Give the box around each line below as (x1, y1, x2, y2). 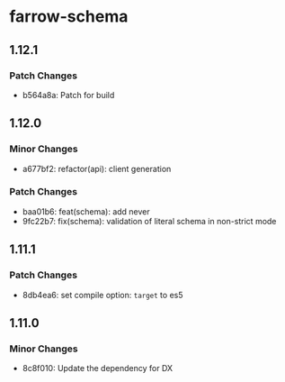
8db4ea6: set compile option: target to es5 (22, 289, 183, 300)
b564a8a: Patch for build (22, 89, 115, 100)
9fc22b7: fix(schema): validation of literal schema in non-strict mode (22, 215, 277, 226)
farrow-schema (9, 6, 129, 27)
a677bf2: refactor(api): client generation (22, 163, 172, 174)
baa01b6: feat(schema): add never (22, 205, 150, 217)
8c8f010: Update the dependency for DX (22, 363, 174, 374)
